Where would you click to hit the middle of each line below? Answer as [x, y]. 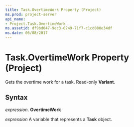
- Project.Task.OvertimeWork [35, 24]
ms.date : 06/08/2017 [27, 33]
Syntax [16, 98]
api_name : [15, 19]
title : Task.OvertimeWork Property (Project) [53, 10]
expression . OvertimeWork [33, 110]
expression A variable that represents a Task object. [59, 119]
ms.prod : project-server [31, 14]
